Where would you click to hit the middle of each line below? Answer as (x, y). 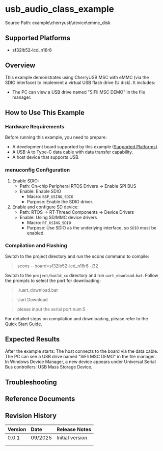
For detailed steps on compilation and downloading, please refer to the (77, 318)
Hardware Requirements (35, 126)
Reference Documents (40, 399)
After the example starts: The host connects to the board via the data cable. (82, 351)
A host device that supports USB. (46, 157)
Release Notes (74, 429)
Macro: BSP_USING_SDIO (50, 196)
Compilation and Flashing (36, 246)
